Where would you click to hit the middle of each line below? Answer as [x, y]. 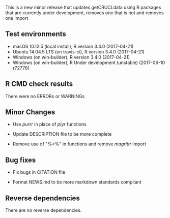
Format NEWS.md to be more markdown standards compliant [77, 182]
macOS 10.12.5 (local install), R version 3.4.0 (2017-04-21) [73, 46]
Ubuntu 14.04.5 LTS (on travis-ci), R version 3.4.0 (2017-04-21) [79, 52]
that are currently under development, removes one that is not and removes [84, 13]
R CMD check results [39, 84]
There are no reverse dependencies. [44, 210]
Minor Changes [30, 112]
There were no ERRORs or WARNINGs [45, 96]
